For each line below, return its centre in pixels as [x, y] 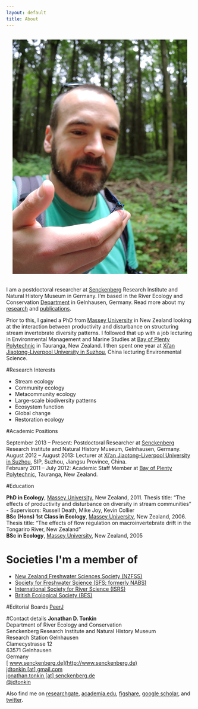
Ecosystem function [39, 407]
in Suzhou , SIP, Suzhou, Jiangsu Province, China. [67, 462]
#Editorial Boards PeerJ [35, 607]
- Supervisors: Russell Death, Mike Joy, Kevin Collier [70, 510]
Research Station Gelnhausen [43, 638]
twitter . [15, 700]
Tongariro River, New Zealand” [44, 529]
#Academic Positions [32, 431]
